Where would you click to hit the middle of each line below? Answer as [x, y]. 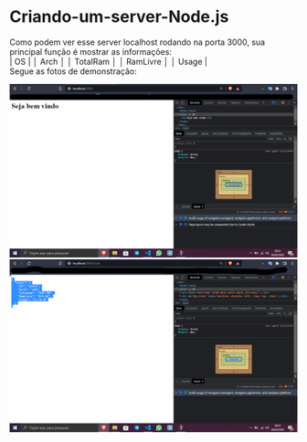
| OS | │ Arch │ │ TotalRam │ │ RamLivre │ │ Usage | [109, 61]
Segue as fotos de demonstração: [73, 71]
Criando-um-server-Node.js [119, 17]
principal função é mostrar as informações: [90, 51]
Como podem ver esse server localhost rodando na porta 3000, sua [138, 42]
